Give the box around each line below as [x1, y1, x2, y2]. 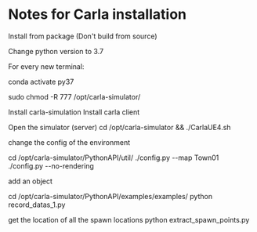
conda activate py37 [8, 77, 74, 86]
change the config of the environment [8, 137, 131, 147]
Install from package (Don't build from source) [8, 31, 158, 41]
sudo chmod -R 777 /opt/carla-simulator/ [8, 92, 141, 101]
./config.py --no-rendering [8, 161, 94, 170]
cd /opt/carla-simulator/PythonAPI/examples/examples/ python [8, 191, 213, 201]
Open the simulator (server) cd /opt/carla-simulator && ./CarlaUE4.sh [8, 122, 231, 132]
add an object [8, 176, 53, 186]
